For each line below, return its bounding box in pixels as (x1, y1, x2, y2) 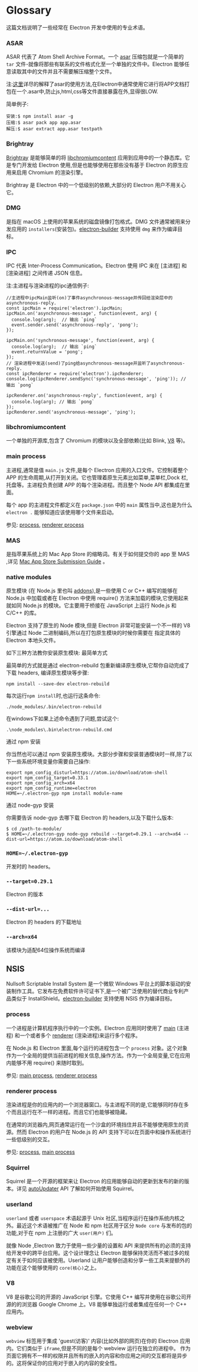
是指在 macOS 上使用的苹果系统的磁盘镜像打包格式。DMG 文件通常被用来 (6, 218, 186, 225)
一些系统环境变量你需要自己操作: (11, 758, 91, 765)
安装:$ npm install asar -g (6, 114, 74, 120)
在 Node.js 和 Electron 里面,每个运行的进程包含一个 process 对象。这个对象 (6, 1044, 188, 1051)
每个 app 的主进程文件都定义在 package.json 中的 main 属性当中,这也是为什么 (6, 501, 193, 508)
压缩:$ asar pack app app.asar (6, 120, 82, 126)
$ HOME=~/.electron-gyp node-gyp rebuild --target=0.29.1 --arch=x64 (6, 831, 181, 837)
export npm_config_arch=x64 (6, 780, 76, 786)
